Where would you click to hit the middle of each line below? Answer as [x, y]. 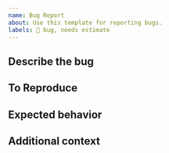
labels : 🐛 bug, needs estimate [59, 30]
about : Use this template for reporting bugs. [85, 23]
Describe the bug [51, 61]
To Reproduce [43, 88]
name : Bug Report [36, 15]
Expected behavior [55, 114]
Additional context [54, 141]
